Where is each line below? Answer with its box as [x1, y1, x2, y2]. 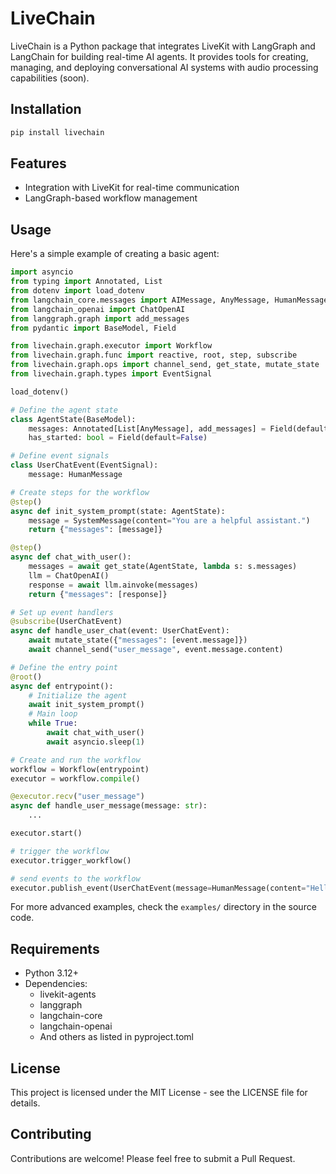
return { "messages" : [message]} [28, 525, 163, 535]
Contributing [10, 1126, 92, 1143]
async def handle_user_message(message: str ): [10, 801, 208, 811]
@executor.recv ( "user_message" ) [10, 792, 145, 802]
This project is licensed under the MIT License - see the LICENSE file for [10, 1087, 308, 1098]
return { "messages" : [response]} [28, 589, 168, 599]
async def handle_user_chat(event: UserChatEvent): [10, 626, 230, 636]
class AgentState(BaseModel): [10, 414, 137, 424]
